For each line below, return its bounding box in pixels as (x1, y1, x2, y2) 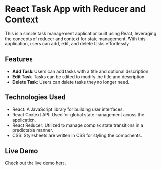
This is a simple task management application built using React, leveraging (5, 30, 157, 36)
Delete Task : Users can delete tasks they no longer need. (12, 79, 129, 85)
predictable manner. (12, 127, 53, 133)
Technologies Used (5, 93, 65, 102)
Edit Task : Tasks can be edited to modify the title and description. (12, 73, 146, 80)
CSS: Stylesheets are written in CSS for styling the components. (12, 132, 142, 138)
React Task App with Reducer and (5, 3, 146, 15)
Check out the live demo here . (5, 160, 66, 166)
